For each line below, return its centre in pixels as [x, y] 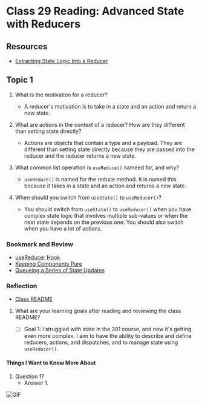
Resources [27, 46]
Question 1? [29, 376]
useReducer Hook [37, 258]
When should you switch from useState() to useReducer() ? [88, 197]
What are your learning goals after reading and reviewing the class [98, 311]
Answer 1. [36, 383]
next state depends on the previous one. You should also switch [104, 222]
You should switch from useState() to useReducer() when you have [108, 209]
